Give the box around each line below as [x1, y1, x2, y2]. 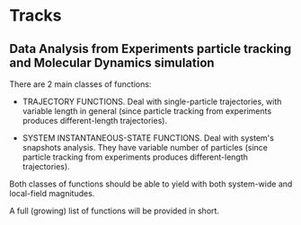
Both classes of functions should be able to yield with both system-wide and [9, 178, 293, 189]
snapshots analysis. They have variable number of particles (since [22, 143, 268, 152]
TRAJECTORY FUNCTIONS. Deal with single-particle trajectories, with [22, 96, 282, 107]
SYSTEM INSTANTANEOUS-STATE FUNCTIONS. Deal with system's [22, 133, 274, 143]
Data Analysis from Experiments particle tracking [9, 41, 292, 56]
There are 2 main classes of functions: [9, 79, 152, 90]
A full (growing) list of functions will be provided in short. [9, 205, 220, 216]
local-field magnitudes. [9, 188, 95, 198]
